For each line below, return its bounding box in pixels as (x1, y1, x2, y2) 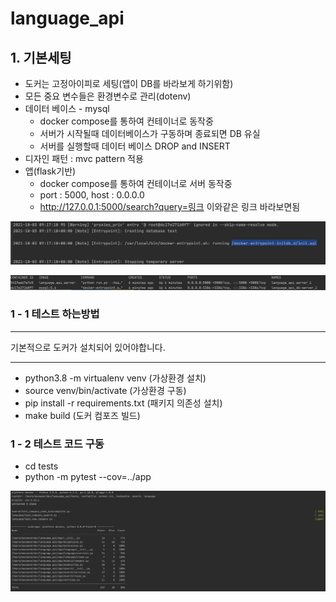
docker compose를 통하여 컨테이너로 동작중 (39, 115, 214, 127)
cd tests (24, 460, 59, 472)
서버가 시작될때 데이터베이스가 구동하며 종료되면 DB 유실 (39, 128, 261, 139)
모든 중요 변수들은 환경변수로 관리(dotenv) (24, 90, 192, 102)
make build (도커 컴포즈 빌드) (24, 409, 141, 421)
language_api (10, 7, 125, 30)
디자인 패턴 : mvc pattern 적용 (24, 153, 144, 164)
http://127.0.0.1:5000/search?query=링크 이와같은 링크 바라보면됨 (39, 201, 301, 212)
